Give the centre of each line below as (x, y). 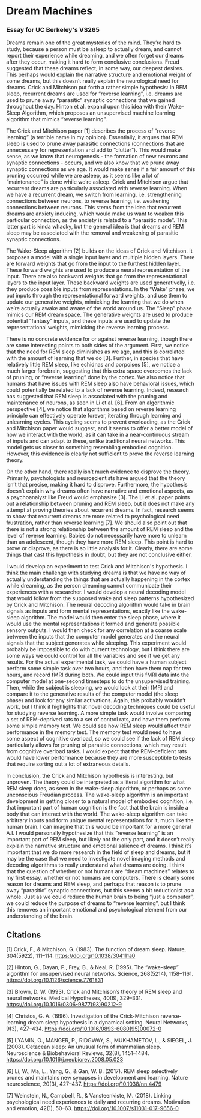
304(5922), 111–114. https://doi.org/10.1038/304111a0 (71, 956)
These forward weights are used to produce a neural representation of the (98, 270)
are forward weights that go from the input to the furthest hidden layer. (94, 264)
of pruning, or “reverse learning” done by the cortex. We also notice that (95, 377)
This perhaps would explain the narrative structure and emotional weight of (99, 75)
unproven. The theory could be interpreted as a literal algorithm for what (95, 782)
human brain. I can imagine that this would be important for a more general (99, 827)
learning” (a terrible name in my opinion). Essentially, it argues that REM (95, 137)
